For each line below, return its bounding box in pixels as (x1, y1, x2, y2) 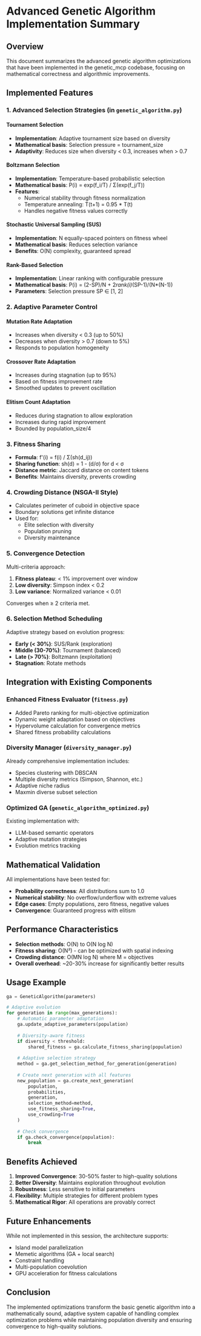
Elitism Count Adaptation (6, 399, 71, 406)
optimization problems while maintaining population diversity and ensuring (6, 1316, 192, 1323)
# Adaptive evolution (6, 1004, 61, 1011)
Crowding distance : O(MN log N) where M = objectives (15, 953, 154, 960)
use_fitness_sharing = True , (28, 1106, 96, 1112)
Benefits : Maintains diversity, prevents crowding (15, 473, 136, 480)
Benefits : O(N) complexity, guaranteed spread (15, 247, 131, 254)
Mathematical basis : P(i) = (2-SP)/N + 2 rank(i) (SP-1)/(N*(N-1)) (15, 281, 173, 289)
